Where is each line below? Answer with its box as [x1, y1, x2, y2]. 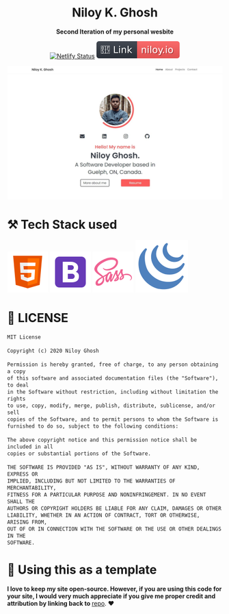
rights [7, 395, 26, 402]
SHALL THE [7, 498, 36, 505]
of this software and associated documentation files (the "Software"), [7, 375, 219, 382]
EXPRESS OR [7, 471, 38, 478]
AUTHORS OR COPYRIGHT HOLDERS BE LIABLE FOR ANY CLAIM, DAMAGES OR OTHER [7, 505, 222, 512]
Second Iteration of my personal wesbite [55, 27, 174, 36]
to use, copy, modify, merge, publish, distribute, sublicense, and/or [7, 402, 215, 409]
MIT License [7, 334, 41, 341]
